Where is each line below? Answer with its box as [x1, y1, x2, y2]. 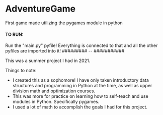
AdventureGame [5, 3, 76, 15]
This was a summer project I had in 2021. [5, 57, 91, 64]
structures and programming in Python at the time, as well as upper [12, 83, 152, 89]
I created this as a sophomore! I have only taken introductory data [12, 77, 149, 83]
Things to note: [5, 68, 37, 74]
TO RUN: [5, 31, 24, 37]
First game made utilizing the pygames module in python [5, 20, 123, 26]
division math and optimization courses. [12, 88, 96, 94]
